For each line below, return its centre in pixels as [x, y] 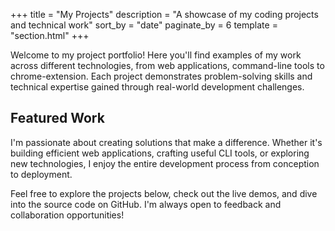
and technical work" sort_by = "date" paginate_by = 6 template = [144, 25]
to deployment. [41, 174]
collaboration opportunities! [67, 215]
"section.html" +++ [50, 35]
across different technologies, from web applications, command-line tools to [167, 65]
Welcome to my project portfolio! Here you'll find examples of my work [156, 55]
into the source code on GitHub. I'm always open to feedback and [146, 204]
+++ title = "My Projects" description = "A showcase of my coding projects [164, 14]
